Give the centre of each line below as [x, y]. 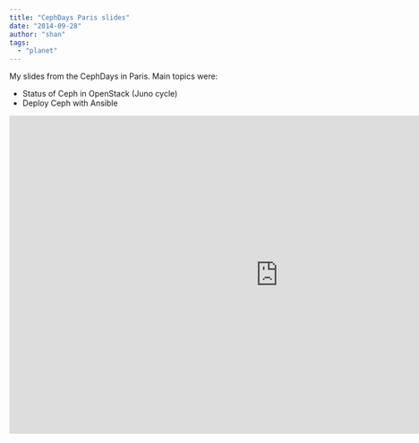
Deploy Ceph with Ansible [70, 103]
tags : [19, 43]
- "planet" [38, 51]
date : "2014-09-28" [46, 26]
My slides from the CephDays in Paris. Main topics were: [114, 76]
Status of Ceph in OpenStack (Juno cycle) [100, 94]
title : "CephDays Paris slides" [69, 17]
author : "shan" [38, 34]
